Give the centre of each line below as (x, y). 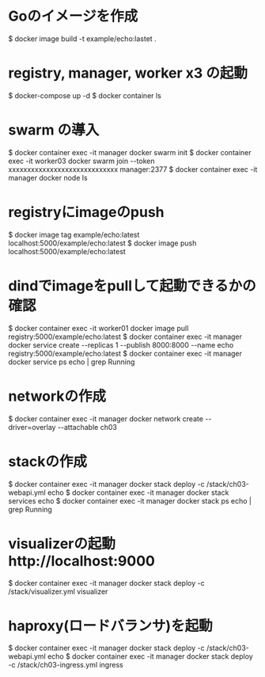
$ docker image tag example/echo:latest (74, 234)
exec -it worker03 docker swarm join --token (81, 161)
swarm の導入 (54, 130)
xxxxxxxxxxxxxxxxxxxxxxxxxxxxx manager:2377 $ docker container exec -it (133, 169)
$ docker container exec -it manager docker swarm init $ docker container (130, 152)
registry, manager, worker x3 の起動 (128, 73)
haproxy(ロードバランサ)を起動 (110, 626)
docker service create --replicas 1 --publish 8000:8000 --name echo (121, 344)
